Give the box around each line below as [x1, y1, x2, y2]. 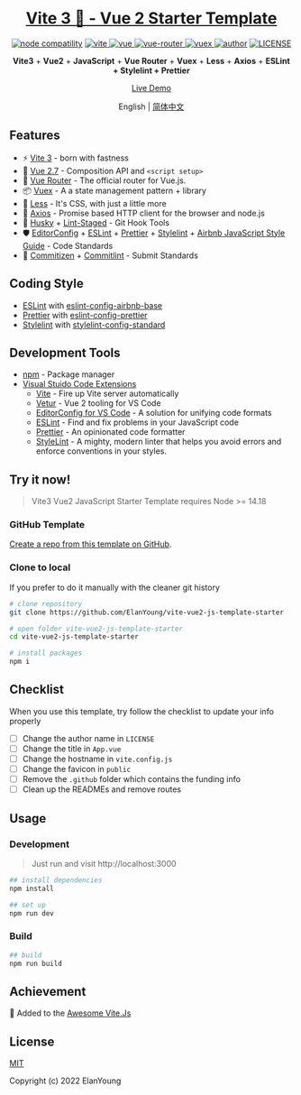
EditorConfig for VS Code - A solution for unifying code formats [35, 408, 272, 419]
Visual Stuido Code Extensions [22, 379, 137, 390]
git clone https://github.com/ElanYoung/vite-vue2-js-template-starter [9, 608, 284, 617]
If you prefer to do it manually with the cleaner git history [9, 582, 221, 593]
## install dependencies [9, 875, 103, 885]
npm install [9, 884, 54, 893]
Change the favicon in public [22, 764, 132, 775]
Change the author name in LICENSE [22, 732, 155, 743]
